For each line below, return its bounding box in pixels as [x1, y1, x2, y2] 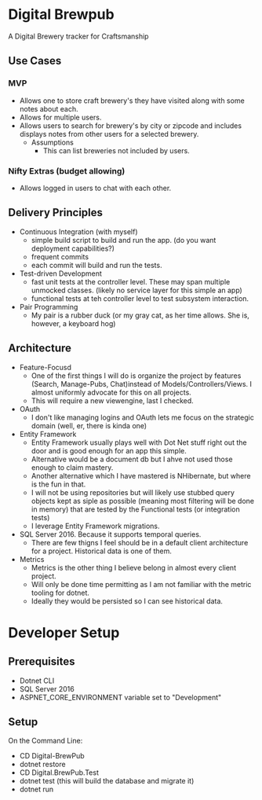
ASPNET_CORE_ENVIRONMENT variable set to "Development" [19, 692, 222, 702]
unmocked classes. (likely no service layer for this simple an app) [31, 285, 243, 295]
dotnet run [19, 784, 54, 794]
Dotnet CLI [19, 676, 55, 685]
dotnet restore [19, 760, 66, 769]
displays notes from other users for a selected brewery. [19, 129, 199, 138]
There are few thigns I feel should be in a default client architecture [31, 538, 249, 547]
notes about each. [19, 104, 78, 113]
